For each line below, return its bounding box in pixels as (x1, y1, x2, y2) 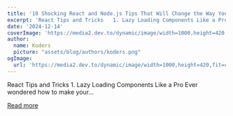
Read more (7, 101, 39, 109)
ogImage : (7, 55, 33, 62)
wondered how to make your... (7, 88, 94, 96)
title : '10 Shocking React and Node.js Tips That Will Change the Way (7, 10, 216, 17)
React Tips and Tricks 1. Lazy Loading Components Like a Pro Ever (7, 80, 198, 88)
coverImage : (7, 29, 42, 37)
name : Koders (13, 42, 51, 49)
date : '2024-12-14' (7, 23, 64, 30)
